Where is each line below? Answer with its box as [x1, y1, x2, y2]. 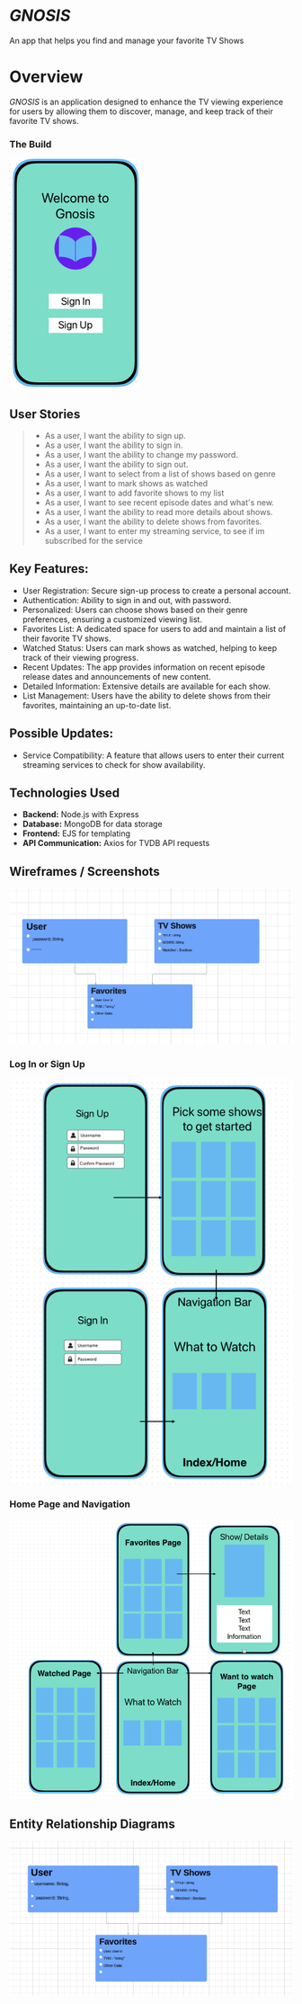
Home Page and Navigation [9, 1498, 130, 1510]
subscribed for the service [44, 535, 144, 546]
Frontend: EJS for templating [22, 828, 131, 839]
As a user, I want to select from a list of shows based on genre [44, 468, 276, 479]
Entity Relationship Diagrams [9, 1817, 175, 1832]
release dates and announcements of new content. [22, 671, 211, 681]
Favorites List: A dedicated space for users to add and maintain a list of [22, 623, 286, 634]
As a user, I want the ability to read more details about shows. [44, 506, 273, 517]
